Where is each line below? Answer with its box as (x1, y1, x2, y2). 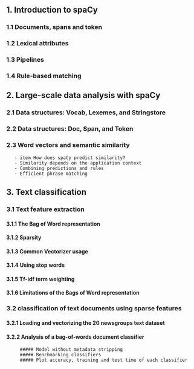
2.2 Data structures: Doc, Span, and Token (6, 125, 134, 133)
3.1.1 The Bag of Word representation (6, 220, 101, 227)
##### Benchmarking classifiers (19, 352, 102, 358)
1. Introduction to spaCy (6, 5, 98, 15)
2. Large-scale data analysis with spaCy (6, 90, 161, 100)
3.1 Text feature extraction (6, 205, 85, 214)
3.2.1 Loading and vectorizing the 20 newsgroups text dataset (6, 319, 165, 326)
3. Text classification (6, 187, 86, 197)
